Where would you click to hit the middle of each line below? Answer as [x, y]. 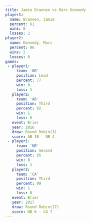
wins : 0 [18, 29]
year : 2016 [23, 127]
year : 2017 [23, 202]
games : [12, 62]
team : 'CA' [27, 174]
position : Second [34, 151]
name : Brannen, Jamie [32, 19]
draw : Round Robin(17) [35, 207]
